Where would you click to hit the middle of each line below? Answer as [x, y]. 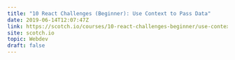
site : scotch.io [31, 33]
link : [15, 26]
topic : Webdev [28, 39]
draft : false [26, 46]
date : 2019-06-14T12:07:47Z [48, 20]
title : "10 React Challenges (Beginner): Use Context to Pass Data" [109, 13]
